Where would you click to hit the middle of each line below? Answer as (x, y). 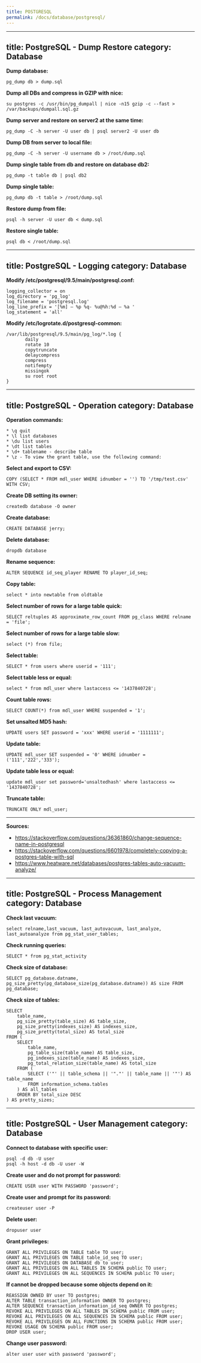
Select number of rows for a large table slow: (63, 633)
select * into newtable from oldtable (54, 595)
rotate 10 (37, 345)
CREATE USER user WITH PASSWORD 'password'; (63, 1186)
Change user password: (37, 1343)
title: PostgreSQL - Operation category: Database (100, 405)
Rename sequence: (31, 561)
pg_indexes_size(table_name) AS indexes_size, (87, 1058)
